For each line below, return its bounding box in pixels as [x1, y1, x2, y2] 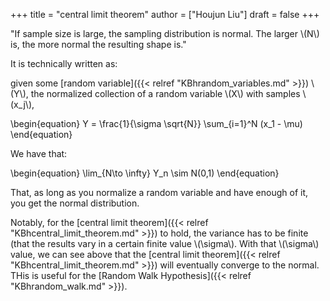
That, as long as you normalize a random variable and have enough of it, [10, 187, 309, 198]
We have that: [10, 148, 68, 159]
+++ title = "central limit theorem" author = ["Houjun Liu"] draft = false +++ [10, 9, 320, 20]
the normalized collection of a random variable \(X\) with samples [30, 88, 301, 99]
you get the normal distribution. [10, 197, 140, 209]
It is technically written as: [10, 58, 118, 69]
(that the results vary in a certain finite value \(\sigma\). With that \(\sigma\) [10, 238, 320, 249]
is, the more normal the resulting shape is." [10, 39, 187, 50]
